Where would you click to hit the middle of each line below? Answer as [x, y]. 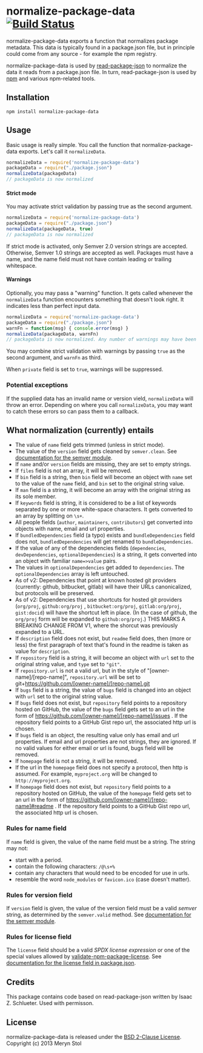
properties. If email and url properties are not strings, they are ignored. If [105, 741]
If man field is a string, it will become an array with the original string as [103, 490]
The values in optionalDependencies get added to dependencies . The [100, 567]
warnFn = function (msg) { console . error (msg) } [68, 328]
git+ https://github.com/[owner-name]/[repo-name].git [82, 684]
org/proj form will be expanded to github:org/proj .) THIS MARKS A [100, 619]
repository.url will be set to [105, 677]
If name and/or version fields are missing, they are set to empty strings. [103, 464]
